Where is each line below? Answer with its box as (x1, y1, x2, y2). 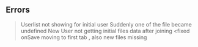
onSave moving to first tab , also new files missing (20, 33, 147, 41)
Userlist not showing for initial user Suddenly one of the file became (20, 20, 192, 28)
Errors (5, 5, 30, 15)
